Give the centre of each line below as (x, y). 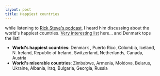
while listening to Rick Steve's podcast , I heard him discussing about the (77, 28)
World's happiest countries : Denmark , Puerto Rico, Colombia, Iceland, (84, 47)
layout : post (18, 9)
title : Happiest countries (32, 14)
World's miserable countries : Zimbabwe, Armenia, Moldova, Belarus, (82, 63)
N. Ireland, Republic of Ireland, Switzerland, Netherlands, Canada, (78, 53)
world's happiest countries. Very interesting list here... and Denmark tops (78, 33)
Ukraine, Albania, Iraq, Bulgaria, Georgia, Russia (60, 68)
